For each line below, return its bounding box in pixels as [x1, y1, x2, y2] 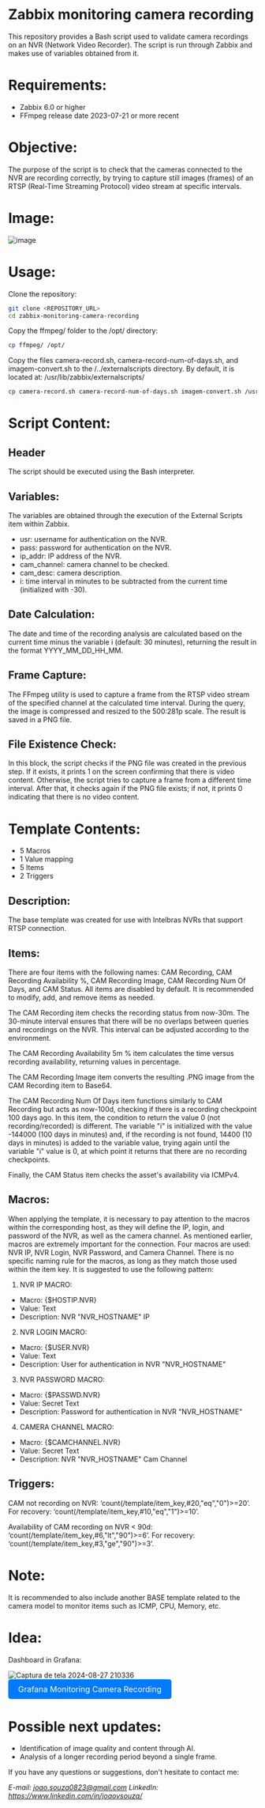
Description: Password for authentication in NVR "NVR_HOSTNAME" [19, 1406, 243, 1417]
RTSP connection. [8, 924, 67, 933]
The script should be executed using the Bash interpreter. [8, 467, 196, 476]
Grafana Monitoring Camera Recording [18, 1683, 162, 1694]
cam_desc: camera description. [19, 568, 122, 577]
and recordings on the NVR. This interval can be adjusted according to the [8, 1025, 250, 1034]
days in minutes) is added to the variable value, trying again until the [8, 1138, 230, 1148]
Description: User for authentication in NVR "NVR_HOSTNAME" [19, 1359, 226, 1369]
